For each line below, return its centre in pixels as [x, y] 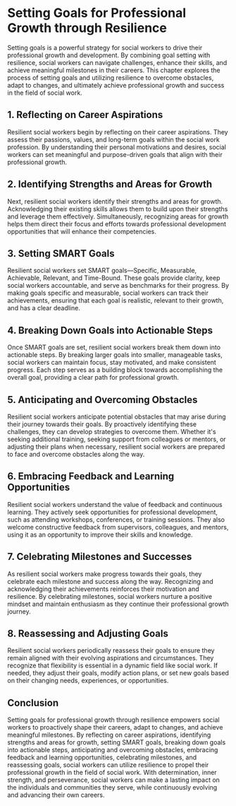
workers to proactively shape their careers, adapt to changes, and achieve [115, 728]
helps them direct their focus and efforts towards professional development [117, 223]
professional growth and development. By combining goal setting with [109, 55]
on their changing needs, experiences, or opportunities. [88, 681]
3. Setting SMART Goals [61, 253]
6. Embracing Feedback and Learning [91, 476]
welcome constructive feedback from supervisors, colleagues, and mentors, [118, 527]
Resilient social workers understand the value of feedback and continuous [115, 504]
